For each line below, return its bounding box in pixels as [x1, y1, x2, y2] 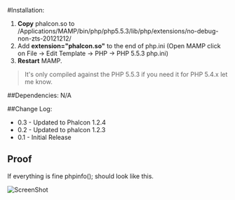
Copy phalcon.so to [17, 20, 75, 27]
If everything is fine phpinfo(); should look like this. [7, 171, 154, 180]
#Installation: [7, 6, 45, 14]
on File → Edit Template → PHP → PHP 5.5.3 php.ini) [17, 49, 169, 57]
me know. [24, 78, 53, 86]
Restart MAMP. [17, 57, 62, 65]
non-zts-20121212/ [17, 34, 72, 43]
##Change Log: [7, 105, 53, 113]
